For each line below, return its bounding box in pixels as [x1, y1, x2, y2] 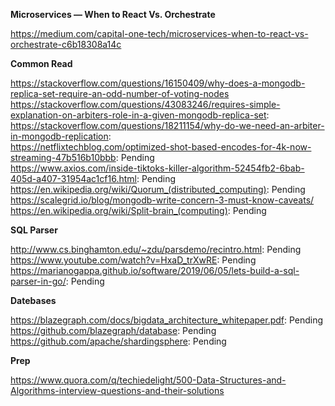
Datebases [10, 295, 57, 306]
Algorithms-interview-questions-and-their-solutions [10, 385, 225, 396]
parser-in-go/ [10, 275, 67, 287]
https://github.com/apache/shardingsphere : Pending [10, 335, 227, 347]
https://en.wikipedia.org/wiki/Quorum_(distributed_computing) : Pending [10, 184, 306, 195]
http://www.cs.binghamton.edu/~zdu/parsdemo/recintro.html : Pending [10, 244, 302, 255]
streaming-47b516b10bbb [10, 152, 117, 163]
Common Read [10, 58, 73, 69]
